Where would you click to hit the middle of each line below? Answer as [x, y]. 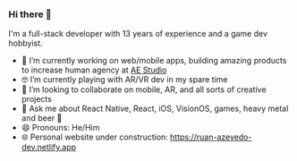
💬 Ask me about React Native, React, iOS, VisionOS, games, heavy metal [155, 109]
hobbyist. [25, 43]
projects [37, 99]
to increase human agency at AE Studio [94, 70]
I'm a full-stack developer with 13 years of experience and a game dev [138, 34]
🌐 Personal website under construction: [95, 137]
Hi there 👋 [30, 14]
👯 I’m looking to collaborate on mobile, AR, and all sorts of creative [144, 89]
